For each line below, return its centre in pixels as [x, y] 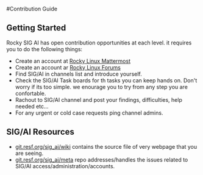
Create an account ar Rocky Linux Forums [68, 67]
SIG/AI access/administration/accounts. [65, 166]
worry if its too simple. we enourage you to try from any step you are [101, 87]
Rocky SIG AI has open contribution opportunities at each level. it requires [99, 43]
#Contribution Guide [32, 9]
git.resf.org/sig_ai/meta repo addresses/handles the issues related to [101, 159]
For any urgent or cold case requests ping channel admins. [89, 113]
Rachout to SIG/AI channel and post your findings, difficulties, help [99, 99]
